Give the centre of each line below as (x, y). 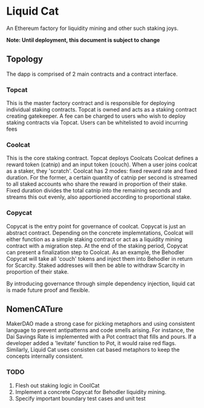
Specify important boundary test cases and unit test (80, 398)
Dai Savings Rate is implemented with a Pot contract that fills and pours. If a (101, 337)
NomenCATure (35, 309)
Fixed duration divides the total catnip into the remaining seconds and (94, 191)
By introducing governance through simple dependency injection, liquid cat (100, 283)
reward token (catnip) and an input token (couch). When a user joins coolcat (102, 165)
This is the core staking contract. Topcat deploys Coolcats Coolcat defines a (102, 158)
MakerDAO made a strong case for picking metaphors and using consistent (101, 324)
